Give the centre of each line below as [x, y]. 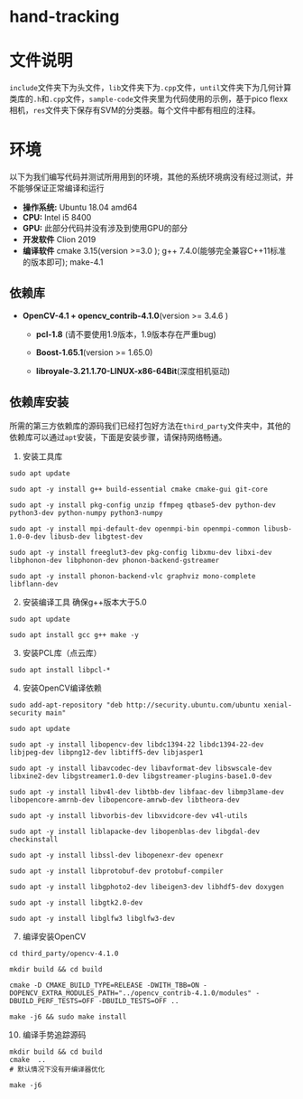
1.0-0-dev [28, 536]
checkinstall [34, 839]
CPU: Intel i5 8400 [57, 218]
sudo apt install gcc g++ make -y [74, 634]
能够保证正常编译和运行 [60, 188]
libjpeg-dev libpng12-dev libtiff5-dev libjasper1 [106, 752]
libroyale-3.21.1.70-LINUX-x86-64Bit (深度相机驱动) [133, 371]
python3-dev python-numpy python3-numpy [87, 512]
